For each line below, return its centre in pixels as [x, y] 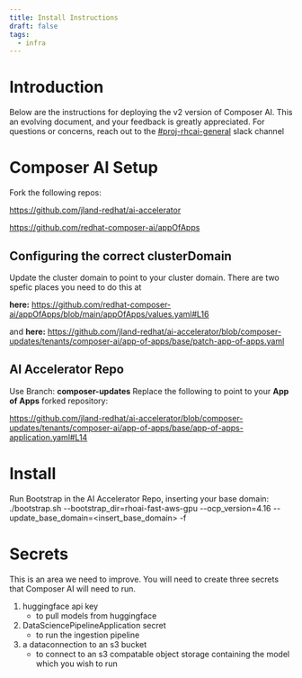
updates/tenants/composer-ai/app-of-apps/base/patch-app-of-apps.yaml [147, 341]
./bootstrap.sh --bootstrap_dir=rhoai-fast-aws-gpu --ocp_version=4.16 [140, 508]
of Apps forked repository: [59, 401]
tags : [19, 34]
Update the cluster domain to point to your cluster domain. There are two [145, 277]
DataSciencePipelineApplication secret [94, 625]
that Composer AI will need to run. [73, 588]
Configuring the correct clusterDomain [120, 256]
